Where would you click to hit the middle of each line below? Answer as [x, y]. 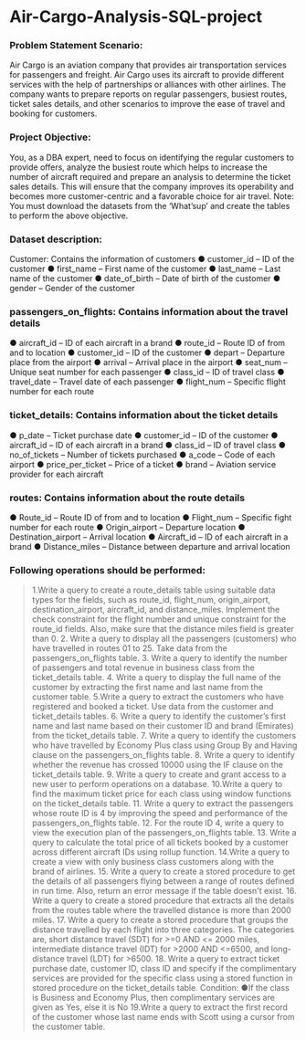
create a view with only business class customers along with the [153, 862]
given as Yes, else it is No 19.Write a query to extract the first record [159, 1007]
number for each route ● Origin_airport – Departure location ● [127, 527]
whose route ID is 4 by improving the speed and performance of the [160, 814]
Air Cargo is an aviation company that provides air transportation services [148, 65]
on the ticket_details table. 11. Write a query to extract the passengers [163, 804]
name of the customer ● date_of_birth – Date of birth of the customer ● [145, 278]
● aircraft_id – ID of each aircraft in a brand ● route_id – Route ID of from [148, 343]
